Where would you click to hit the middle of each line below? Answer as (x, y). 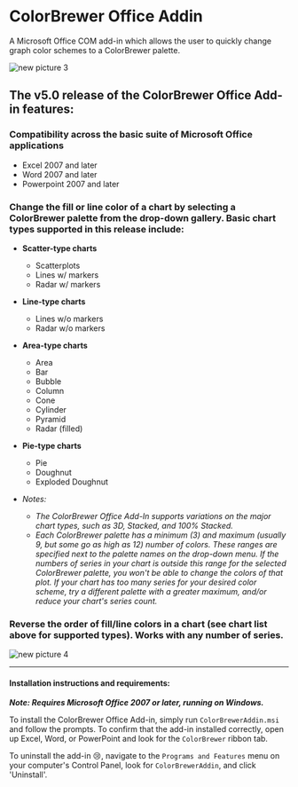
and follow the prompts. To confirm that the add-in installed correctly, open (146, 729)
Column (50, 390)
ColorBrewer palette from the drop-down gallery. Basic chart (143, 217)
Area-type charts (55, 345)
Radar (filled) (59, 429)
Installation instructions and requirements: (90, 683)
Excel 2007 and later (59, 165)
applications (37, 146)
